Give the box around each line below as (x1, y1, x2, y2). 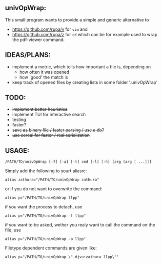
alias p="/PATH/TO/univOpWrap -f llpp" (5, 213, 86, 219)
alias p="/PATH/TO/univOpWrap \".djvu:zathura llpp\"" (5, 255, 119, 260)
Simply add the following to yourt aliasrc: (5, 168, 87, 174)
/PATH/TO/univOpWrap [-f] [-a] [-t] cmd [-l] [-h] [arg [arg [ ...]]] (5, 160, 152, 164)
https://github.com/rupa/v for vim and (12, 26, 88, 32)
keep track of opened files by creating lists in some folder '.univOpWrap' (12, 79, 158, 85)
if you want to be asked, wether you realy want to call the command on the (5, 222, 155, 228)
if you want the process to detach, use (5, 204, 82, 210)
